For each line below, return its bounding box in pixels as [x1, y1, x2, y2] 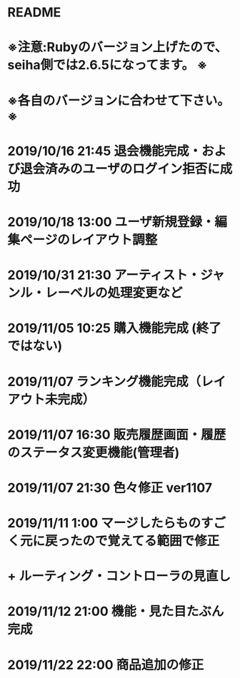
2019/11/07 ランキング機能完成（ [7, 373, 201, 390]
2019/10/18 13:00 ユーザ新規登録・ [7, 213, 215, 230]
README [7, 4, 61, 21]
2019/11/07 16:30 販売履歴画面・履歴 [7, 426, 226, 442]
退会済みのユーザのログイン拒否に [20, 161, 220, 177]
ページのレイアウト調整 [20, 231, 158, 248]
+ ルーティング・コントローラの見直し [7, 568, 231, 585]
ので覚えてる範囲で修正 [82, 533, 220, 550]
